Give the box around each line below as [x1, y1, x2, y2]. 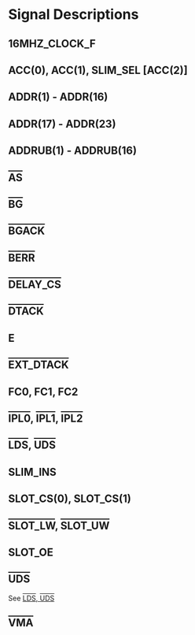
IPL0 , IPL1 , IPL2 [8, 412, 83, 425]
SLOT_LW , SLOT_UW [8, 518, 110, 533]
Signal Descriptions [8, 6, 139, 24]
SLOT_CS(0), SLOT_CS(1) [8, 492, 131, 506]
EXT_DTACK [8, 358, 69, 372]
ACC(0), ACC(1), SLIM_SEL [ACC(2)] [8, 63, 188, 76]
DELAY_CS [8, 278, 61, 292]
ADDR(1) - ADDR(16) [8, 91, 109, 104]
